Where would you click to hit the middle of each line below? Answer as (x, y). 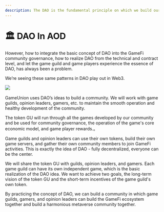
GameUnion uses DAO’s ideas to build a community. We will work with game (82, 97)
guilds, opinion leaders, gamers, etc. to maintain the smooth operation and (80, 103)
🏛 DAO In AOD (35, 36)
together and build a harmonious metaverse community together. (71, 204)
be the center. (19, 154)
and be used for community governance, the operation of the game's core (80, 123)
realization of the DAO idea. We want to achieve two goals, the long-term (78, 174)
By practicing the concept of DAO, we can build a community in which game (82, 194)
